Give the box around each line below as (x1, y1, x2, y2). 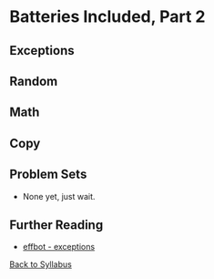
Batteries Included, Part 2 (9, 6, 206, 27)
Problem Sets (9, 167, 87, 182)
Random (9, 73, 58, 88)
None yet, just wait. (22, 191, 96, 201)
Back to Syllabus (9, 259, 73, 270)
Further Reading (9, 217, 104, 232)
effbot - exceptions (22, 242, 96, 253)
